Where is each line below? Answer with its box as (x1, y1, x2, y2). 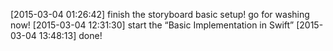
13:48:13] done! (38, 30, 103, 41)
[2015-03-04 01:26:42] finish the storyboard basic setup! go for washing (10, 9, 310, 20)
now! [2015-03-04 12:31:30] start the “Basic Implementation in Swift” (10, 19, 295, 31)
